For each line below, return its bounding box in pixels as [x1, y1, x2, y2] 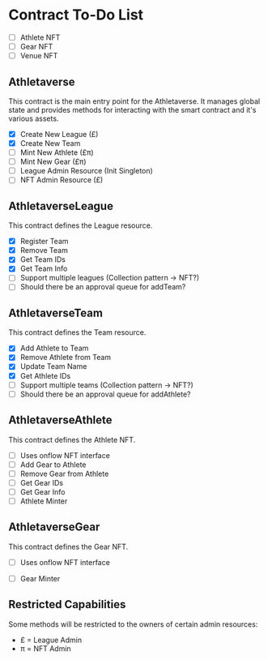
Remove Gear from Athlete [19, 469, 109, 478]
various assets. [8, 114, 59, 123]
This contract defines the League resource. [8, 221, 153, 230]
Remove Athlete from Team [19, 353, 112, 362]
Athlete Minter [19, 496, 68, 506]
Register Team [19, 237, 69, 246]
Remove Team [19, 246, 69, 255]
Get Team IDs [19, 255, 66, 264]
